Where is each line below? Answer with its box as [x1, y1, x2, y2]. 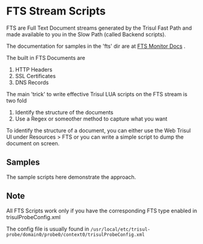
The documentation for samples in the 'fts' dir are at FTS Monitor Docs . [6, 42, 186, 50]
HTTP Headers [15, 65, 53, 73]
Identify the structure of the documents [15, 108, 114, 116]
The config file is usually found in [6, 225, 90, 232]
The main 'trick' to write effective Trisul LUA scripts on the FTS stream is [6, 90, 188, 97]
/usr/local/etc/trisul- [90, 226, 150, 232]
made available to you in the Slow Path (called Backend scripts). [6, 30, 167, 38]
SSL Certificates [15, 72, 56, 79]
